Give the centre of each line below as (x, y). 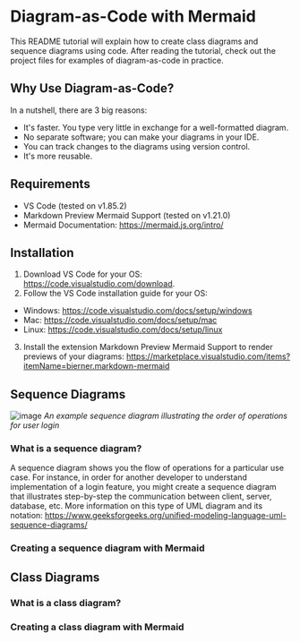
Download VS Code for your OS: (82, 274)
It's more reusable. (58, 156)
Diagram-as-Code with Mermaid (133, 17)
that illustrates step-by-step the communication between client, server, (141, 496)
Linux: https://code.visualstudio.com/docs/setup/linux (123, 330)
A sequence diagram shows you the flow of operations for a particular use (147, 468)
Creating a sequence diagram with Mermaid (107, 548)
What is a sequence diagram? (76, 449)
